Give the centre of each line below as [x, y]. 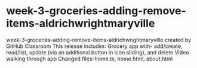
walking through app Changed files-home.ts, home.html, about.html [90, 59]
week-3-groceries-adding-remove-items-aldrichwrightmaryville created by [99, 40]
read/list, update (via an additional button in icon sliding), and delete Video [98, 52]
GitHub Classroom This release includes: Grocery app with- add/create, [94, 46]
